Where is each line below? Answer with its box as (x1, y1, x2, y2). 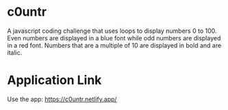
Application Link (7, 72, 102, 88)
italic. (7, 49, 23, 57)
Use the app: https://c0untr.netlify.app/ (7, 95, 118, 103)
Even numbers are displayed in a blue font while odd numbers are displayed (7, 33, 221, 42)
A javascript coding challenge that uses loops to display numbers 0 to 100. (7, 27, 217, 35)
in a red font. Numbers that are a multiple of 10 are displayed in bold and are (7, 41, 222, 49)
